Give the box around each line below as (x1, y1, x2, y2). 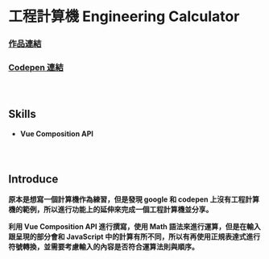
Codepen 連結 (8, 62, 64, 73)
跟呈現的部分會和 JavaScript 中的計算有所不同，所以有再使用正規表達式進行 (8, 232, 260, 242)
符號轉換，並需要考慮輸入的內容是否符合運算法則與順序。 (8, 242, 199, 252)
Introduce (8, 172, 59, 186)
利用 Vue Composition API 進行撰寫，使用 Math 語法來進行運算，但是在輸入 (8, 222, 261, 232)
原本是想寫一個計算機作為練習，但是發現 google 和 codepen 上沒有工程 (8, 194, 246, 204)
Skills (8, 107, 36, 121)
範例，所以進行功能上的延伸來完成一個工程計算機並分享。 (22, 205, 213, 215)
